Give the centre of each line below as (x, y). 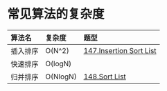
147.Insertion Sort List (120, 50)
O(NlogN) (61, 77)
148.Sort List (105, 77)
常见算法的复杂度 (56, 14)
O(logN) (59, 63)
